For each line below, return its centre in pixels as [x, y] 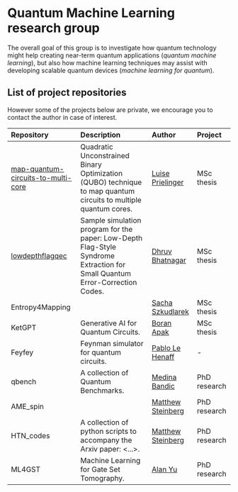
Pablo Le [166, 347]
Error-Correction [109, 282]
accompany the [106, 440]
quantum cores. [107, 208]
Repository [30, 135]
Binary [91, 164]
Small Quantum [106, 273]
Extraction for [103, 264]
